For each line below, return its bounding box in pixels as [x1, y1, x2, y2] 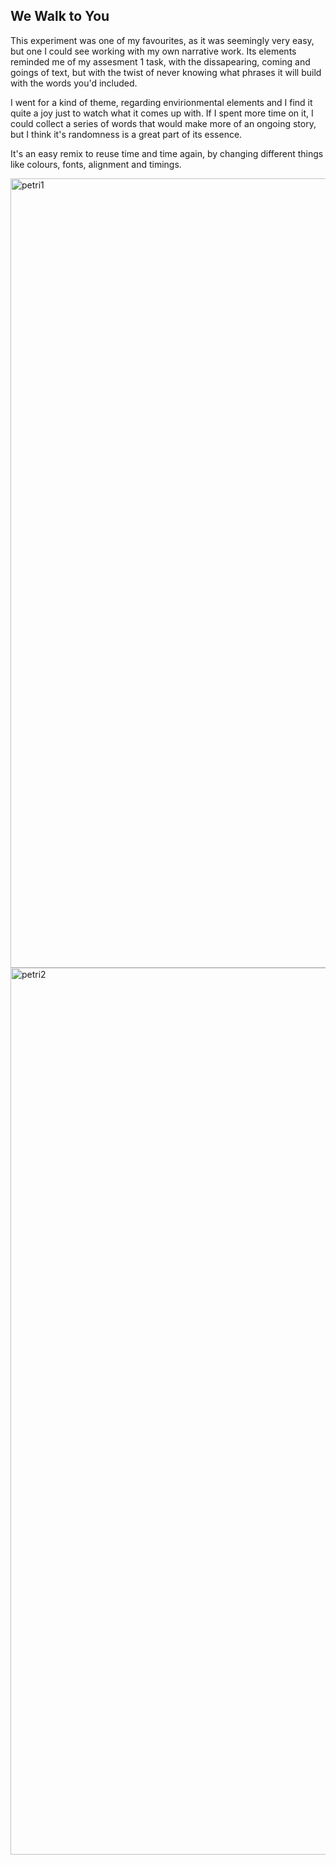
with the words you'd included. [10, 77, 138, 89]
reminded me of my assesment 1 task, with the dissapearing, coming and [10, 55, 311, 68]
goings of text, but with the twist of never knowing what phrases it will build [10, 66, 322, 78]
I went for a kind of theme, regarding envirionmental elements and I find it [10, 96, 313, 108]
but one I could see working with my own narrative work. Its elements [10, 45, 297, 57]
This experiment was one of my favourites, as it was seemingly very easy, [10, 34, 315, 46]
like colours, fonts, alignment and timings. [10, 158, 182, 170]
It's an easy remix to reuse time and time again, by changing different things [10, 147, 324, 159]
